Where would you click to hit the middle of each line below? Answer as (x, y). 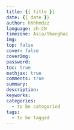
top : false (20, 46)
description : (23, 90)
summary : (17, 84)
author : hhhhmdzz (28, 23)
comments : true (25, 78)
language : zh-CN (26, 28)
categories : (21, 101)
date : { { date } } (28, 17)
